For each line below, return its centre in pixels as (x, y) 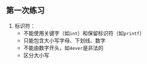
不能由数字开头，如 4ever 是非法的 (63, 48)
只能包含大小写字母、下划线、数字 (64, 41)
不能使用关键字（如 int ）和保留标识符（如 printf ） (84, 33)
